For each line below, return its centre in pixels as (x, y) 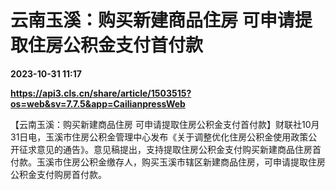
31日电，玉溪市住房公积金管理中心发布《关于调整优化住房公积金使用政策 (159, 137)
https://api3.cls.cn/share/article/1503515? (101, 93)
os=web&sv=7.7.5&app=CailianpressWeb (98, 103)
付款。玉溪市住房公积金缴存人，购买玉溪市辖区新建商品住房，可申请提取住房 (168, 162)
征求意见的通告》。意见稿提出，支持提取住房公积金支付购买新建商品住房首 (170, 149)
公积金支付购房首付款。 (58, 174)
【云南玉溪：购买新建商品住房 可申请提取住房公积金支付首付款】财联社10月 (165, 124)
